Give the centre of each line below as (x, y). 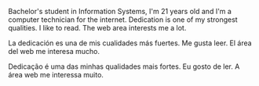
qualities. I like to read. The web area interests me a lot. (97, 28)
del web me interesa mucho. (54, 51)
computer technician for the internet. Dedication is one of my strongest (123, 20)
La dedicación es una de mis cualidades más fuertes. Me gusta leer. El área (130, 43)
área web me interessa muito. (56, 75)
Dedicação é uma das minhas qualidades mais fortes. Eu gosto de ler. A (124, 66)
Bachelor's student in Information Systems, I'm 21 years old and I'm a (120, 11)
